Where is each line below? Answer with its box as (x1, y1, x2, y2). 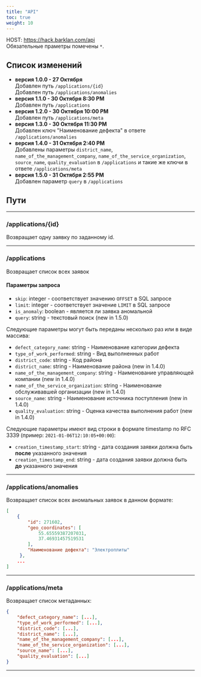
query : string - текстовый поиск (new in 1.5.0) (14, 314, 129, 321)
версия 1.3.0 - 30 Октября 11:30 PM (14, 120, 107, 128)
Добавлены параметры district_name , (14, 146, 113, 153)
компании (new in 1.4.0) (14, 375, 75, 382)
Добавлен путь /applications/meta (14, 114, 103, 122)
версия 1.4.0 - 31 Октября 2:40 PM (14, 140, 105, 147)
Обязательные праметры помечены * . (6, 43, 105, 50)
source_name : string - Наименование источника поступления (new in (14, 394, 188, 401)
